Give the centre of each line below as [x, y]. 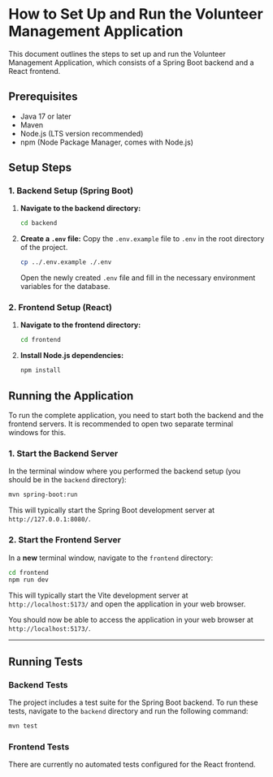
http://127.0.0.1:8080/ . [50, 519]
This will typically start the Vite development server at [98, 596]
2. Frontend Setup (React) [60, 308]
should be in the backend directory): [68, 480]
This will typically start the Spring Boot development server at [112, 510]
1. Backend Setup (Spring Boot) [71, 191]
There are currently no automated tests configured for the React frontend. [132, 765]
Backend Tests [38, 684]
